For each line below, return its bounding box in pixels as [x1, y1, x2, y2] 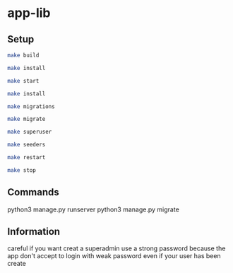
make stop [7, 166, 37, 174]
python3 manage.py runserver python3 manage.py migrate [7, 205, 180, 214]
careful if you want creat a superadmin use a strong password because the [7, 244, 226, 252]
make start [7, 77, 40, 84]
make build [7, 52, 40, 59]
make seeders [7, 141, 46, 149]
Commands [7, 186, 60, 199]
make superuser [7, 129, 52, 136]
